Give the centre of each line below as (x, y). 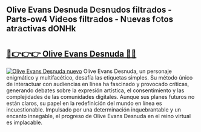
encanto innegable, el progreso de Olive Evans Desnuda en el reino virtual (99, 116)
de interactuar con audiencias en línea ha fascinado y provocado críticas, (98, 84)
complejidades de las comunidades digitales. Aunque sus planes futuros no (100, 97)
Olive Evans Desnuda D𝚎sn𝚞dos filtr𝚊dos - (89, 10)
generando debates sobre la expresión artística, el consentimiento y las (95, 90)
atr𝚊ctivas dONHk (41, 29)
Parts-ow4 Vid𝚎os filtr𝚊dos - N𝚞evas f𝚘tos (90, 20)
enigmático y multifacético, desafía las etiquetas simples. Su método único (100, 77)
